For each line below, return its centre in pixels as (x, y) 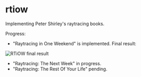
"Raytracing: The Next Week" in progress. (57, 63)
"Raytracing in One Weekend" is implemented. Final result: (75, 43)
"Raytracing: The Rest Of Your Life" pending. (60, 69)
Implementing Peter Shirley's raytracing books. (55, 24)
